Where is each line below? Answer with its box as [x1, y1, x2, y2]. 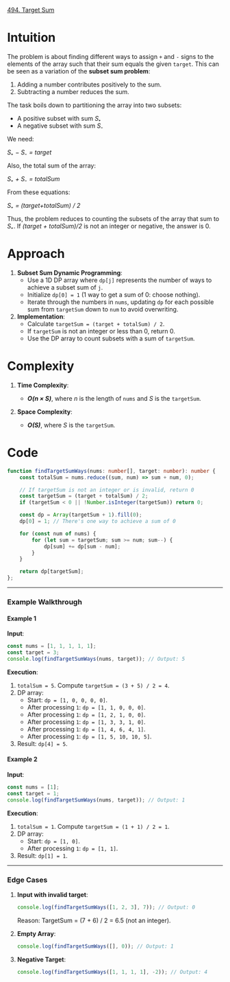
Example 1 [7, 614, 36, 622]
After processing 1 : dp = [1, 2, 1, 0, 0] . [27, 710, 146, 718]
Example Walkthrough [7, 597, 82, 607]
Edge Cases [7, 875, 48, 885]
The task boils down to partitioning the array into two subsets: [7, 101, 182, 109]
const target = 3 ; [7, 649, 60, 656]
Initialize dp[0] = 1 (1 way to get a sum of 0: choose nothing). [27, 290, 201, 299]
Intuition [7, 30, 56, 45]
